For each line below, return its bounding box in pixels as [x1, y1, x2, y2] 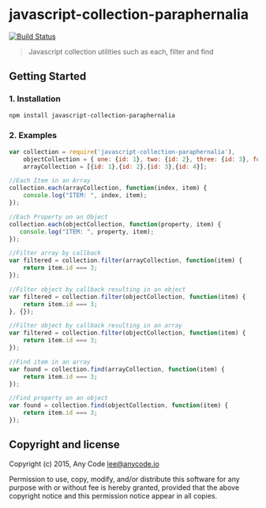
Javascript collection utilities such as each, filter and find [28, 47, 214, 56]
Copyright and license [9, 438, 121, 451]
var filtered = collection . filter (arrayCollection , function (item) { [9, 256, 243, 265]
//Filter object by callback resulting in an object [9, 286, 186, 293]
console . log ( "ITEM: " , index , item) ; [23, 192, 148, 200]
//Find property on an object [9, 394, 109, 402]
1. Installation [9, 93, 62, 104]
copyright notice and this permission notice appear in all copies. [9, 491, 218, 500]
